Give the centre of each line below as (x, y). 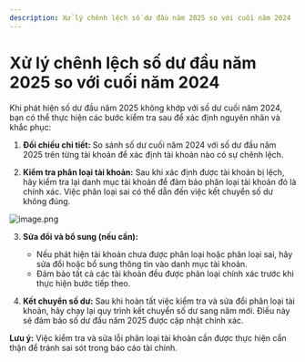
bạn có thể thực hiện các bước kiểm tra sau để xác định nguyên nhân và (145, 117)
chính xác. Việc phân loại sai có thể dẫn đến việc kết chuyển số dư (147, 191)
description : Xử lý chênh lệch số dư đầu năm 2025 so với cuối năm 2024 (150, 18)
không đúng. (46, 201)
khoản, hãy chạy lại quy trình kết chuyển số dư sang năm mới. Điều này (156, 310)
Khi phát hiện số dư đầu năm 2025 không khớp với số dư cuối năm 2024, (146, 108)
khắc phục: (30, 127)
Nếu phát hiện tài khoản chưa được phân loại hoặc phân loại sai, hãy (164, 254)
